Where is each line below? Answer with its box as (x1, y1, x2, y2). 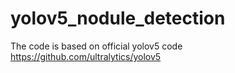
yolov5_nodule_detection (10, 7, 226, 30)
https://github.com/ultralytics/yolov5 (10, 50, 162, 62)
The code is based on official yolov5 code (10, 40, 183, 52)
